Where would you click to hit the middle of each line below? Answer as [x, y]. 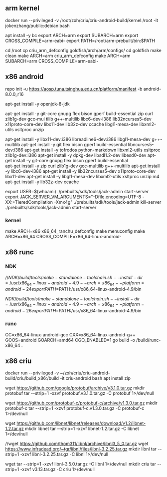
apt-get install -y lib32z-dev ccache [42, 182]
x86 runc [19, 252]
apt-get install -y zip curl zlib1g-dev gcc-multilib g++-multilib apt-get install [83, 166]
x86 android [24, 77]
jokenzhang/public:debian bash [37, 26]
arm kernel [22, 8]
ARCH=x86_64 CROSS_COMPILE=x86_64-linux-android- [63, 236]
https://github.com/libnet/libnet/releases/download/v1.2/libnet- [81, 423]
